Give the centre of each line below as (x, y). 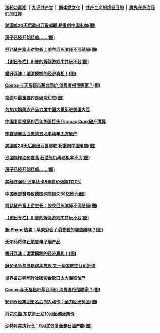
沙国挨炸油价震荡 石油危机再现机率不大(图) (48, 157)
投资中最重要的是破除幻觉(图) (34, 98)
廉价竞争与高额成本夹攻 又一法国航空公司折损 (50, 266)
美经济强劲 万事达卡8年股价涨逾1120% (43, 182)
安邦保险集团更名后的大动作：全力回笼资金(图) (51, 301)
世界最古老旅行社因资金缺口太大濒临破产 (45, 278)
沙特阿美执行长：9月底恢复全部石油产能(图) (48, 326)
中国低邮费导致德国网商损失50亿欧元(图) (46, 194)
